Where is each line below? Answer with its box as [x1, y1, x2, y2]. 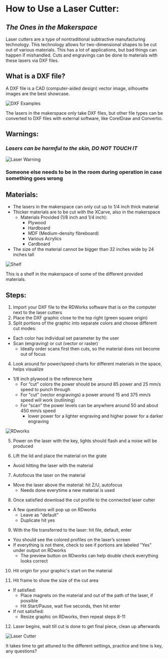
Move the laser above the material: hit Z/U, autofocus [12, 482, 122, 488]
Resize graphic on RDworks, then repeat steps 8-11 [20, 614, 125, 620]
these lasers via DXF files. [5, 58, 59, 63]
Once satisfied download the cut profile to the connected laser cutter [12, 497, 155, 503]
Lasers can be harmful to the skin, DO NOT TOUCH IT [5, 145, 138, 152]
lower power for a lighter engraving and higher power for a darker [27, 413, 163, 419]
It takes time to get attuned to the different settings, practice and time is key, [5, 643, 163, 649]
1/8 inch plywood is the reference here [12, 376, 92, 382]
